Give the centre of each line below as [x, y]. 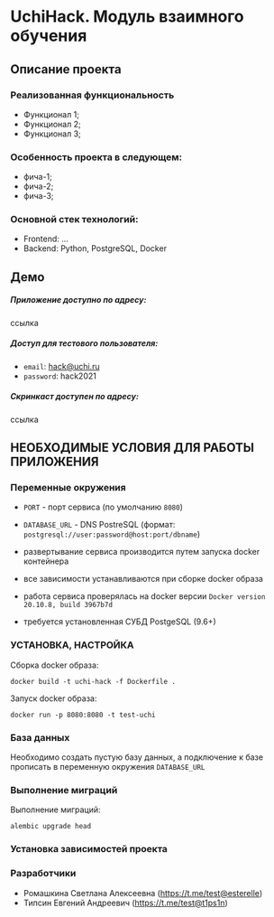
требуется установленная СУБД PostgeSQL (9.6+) [120, 622]
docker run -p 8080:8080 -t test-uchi [83, 715]
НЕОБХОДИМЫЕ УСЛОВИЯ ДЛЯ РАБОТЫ [132, 448]
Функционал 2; [52, 124]
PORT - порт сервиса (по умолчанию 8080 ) [103, 507]
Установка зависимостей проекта [89, 849]
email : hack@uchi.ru [61, 366]
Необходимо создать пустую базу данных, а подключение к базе [137, 757]
